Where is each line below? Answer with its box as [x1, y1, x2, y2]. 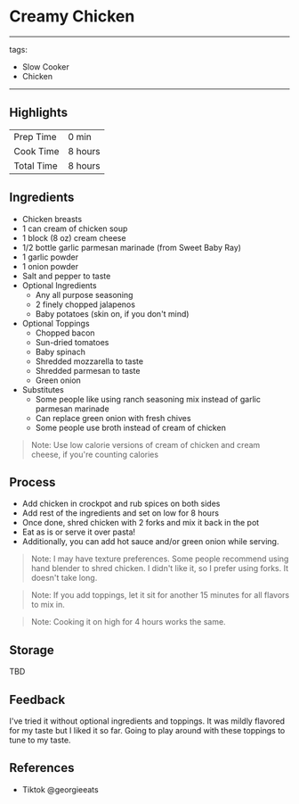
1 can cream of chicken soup [21, 223, 128, 234]
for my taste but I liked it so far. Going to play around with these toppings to [9, 725, 286, 735]
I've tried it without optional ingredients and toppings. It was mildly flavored [9, 716, 286, 726]
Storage [9, 642, 55, 658]
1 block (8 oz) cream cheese [21, 232, 126, 243]
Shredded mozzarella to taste [35, 355, 144, 367]
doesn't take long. [30, 573, 98, 584]
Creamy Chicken [9, 6, 135, 27]
